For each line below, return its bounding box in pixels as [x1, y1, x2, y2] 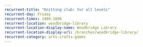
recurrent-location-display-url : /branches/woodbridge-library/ [4, 30, 139, 35]
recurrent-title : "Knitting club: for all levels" [4, 7, 110, 12]
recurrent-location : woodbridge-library [4, 21, 89, 26]
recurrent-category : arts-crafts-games [4, 35, 86, 40]
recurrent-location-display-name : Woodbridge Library [4, 25, 117, 30]
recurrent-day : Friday [4, 12, 51, 17]
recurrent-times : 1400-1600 [4, 16, 62, 21]
